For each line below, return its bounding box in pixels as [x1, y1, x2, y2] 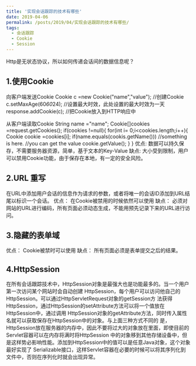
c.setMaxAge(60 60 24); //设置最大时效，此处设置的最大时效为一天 [6, 100, 165, 107]
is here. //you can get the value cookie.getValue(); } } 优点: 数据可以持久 [6, 140, 180, 147]
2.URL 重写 [6, 173, 46, 183]
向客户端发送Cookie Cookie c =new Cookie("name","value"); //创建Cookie [6, 93, 184, 100]
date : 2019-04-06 [6, 14, 49, 20]
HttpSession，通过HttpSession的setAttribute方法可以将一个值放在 [6, 302, 165, 309]
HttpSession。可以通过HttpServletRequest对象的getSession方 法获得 [6, 295, 173, 302]
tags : [6, 25, 19, 31]
